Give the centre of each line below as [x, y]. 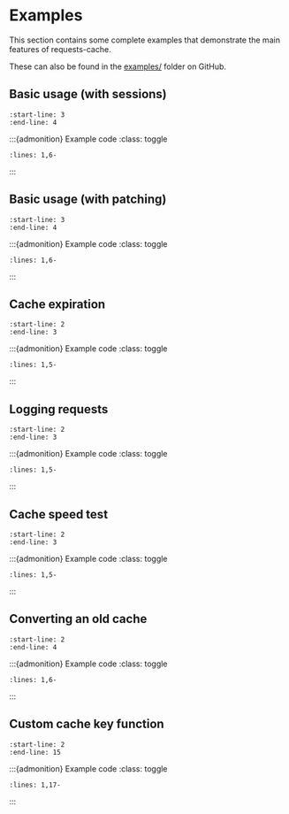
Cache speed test [59, 514]
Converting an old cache [78, 619]
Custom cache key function [87, 724]
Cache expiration [57, 304]
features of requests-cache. [61, 49]
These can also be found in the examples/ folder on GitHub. [118, 66]
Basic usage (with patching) [88, 200]
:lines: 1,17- [35, 785]
